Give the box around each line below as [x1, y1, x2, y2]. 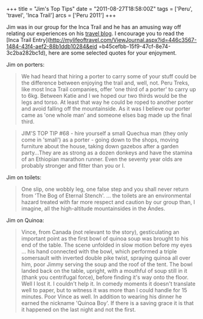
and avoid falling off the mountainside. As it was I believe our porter [21, 105, 191, 112]
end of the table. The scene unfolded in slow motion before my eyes [21, 241, 193, 249]
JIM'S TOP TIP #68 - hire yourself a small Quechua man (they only [21, 130, 188, 137]
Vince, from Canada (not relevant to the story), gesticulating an [21, 228, 179, 236]
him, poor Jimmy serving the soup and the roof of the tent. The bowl [21, 261, 193, 268]
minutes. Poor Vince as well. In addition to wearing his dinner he [21, 293, 182, 300]
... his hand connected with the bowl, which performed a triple [21, 248, 177, 255]
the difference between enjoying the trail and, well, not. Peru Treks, [21, 79, 190, 86]
